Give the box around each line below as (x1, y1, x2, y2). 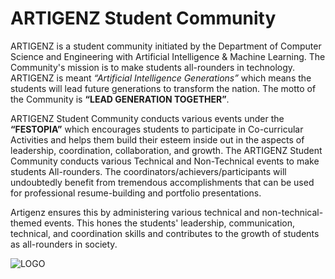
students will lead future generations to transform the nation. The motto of (10, 82, 317, 94)
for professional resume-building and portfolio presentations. (10, 187, 262, 199)
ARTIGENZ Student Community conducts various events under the (10, 112, 285, 124)
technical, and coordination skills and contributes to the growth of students (10, 227, 320, 239)
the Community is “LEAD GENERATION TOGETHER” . (10, 93, 230, 105)
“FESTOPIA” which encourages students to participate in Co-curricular (10, 123, 304, 135)
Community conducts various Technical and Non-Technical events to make (10, 155, 320, 167)
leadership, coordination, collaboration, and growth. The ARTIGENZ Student (10, 144, 323, 156)
